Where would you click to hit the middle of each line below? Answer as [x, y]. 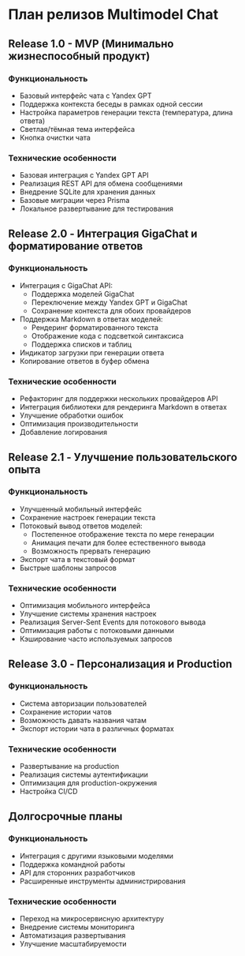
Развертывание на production [69, 767]
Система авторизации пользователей [83, 703]
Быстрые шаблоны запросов [68, 568]
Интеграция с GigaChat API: [66, 285]
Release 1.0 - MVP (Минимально [91, 44]
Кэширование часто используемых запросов [96, 639]
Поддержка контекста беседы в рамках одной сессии [111, 103]
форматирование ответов [76, 246]
